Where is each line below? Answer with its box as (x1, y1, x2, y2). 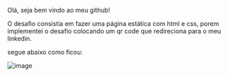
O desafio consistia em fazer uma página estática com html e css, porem (7, 20, 220, 27)
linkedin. (7, 34, 32, 43)
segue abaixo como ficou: (7, 48, 83, 56)
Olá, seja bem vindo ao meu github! (7, 6, 111, 14)
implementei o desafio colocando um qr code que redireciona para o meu (7, 27, 222, 35)
